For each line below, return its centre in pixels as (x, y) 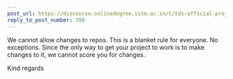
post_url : (21, 14)
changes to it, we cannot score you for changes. (76, 54)
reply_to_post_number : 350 (46, 20)
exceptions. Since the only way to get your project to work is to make (106, 47)
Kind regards (26, 68)
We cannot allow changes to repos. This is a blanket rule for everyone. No (113, 39)
